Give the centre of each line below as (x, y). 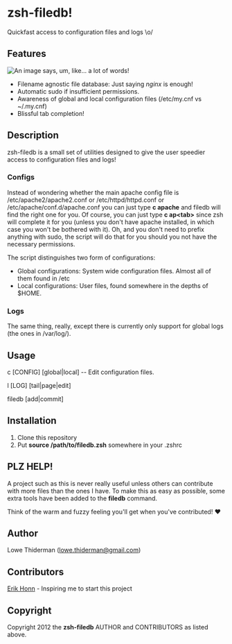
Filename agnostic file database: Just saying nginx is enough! (105, 84)
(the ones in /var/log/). (39, 334)
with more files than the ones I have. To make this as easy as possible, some (116, 491)
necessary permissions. (41, 244)
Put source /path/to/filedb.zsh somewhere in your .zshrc (99, 445)
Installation (32, 421)
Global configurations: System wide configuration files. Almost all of (114, 271)
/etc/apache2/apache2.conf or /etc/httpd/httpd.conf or (86, 200)
